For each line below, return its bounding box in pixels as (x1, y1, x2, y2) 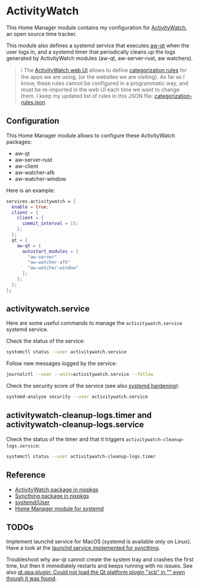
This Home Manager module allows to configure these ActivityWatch (6, 131, 176, 139)
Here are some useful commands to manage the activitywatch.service (6, 320, 183, 327)
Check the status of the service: (6, 338, 85, 345)
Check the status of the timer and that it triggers (6, 435, 125, 443)
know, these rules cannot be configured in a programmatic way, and (20, 79, 189, 87)
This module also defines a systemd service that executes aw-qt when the (6, 42, 190, 49)
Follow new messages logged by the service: (6, 360, 118, 367)
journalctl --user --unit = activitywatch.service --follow (6, 372, 153, 378)
